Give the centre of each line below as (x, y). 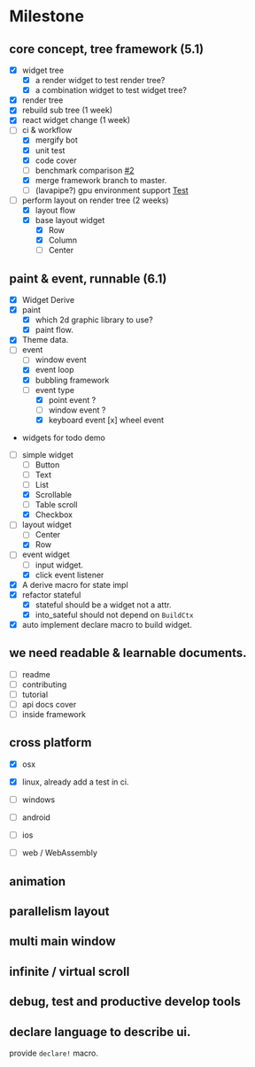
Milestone (46, 16)
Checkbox (54, 514)
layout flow (55, 210)
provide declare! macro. (54, 1053)
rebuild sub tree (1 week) (67, 110)
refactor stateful (51, 594)
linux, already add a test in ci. (75, 782)
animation (38, 881)
